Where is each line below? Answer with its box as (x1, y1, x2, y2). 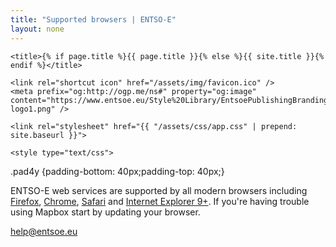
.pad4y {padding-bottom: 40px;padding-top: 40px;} (10, 165, 225, 177)
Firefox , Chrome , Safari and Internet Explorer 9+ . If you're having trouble (10, 195, 310, 207)
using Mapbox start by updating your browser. (10, 206, 201, 218)
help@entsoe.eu (10, 225, 78, 237)
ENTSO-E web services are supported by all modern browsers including (10, 184, 308, 196)
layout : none (10, 24, 65, 34)
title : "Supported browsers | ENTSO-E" (10, 14, 177, 25)
